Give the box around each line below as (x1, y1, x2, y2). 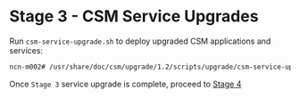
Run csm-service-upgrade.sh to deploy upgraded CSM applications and (9, 36, 271, 46)
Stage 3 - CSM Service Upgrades (9, 6, 259, 27)
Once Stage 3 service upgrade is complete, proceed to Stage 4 (9, 78, 242, 89)
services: (9, 45, 43, 55)
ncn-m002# (9, 62, 46, 71)
